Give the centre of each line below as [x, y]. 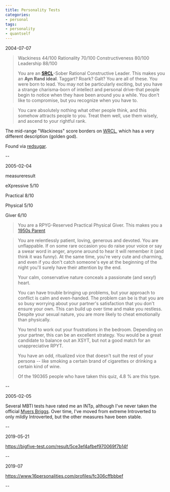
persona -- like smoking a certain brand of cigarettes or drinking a [87, 361]
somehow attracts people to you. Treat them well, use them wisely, [88, 116]
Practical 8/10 [20, 196]
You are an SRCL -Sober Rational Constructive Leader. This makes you [91, 73]
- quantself [18, 34]
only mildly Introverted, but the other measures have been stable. [74, 417]
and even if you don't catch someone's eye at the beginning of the [87, 262]
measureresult [20, 176]
